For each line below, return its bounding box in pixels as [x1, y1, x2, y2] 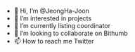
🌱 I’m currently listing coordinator [13, 22, 111, 30]
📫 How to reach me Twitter [13, 37, 94, 45]
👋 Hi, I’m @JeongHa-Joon [13, 7, 90, 15]
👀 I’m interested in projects [13, 14, 92, 22]
